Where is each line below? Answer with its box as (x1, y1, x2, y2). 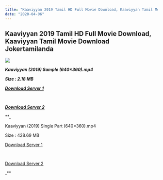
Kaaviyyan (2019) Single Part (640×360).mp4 (5, 123, 96, 129)
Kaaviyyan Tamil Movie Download (5, 37, 110, 45)
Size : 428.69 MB (5, 132, 40, 138)
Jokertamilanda (5, 45, 54, 53)
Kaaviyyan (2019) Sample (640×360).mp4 (5, 66, 94, 73)
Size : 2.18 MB (5, 76, 34, 82)
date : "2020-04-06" (5, 12, 45, 16)
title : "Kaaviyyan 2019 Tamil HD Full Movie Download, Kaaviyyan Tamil (5, 7, 153, 12)
